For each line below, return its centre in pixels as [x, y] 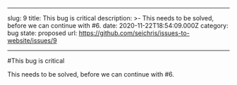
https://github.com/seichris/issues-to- [134, 33]
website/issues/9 [32, 40]
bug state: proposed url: [42, 33]
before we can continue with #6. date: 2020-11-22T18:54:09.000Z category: [118, 26]
